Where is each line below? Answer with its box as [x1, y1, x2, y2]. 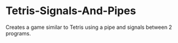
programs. [5, 29, 31, 37]
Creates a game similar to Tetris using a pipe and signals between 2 [5, 24, 173, 31]
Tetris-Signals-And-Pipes [5, 4, 136, 18]
